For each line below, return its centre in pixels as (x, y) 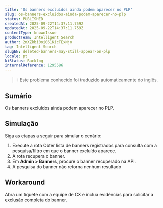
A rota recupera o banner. (39, 156)
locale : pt (16, 56)
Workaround (25, 183)
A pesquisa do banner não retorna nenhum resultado (67, 167)
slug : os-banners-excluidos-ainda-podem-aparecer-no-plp (66, 14)
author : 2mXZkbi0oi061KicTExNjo (39, 42)
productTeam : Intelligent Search (40, 38)
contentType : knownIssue (31, 33)
